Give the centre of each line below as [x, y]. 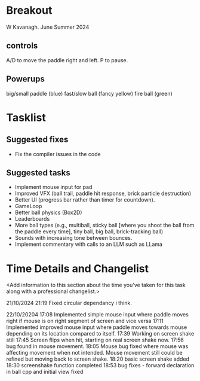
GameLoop [28, 206]
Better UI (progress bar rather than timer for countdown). [85, 200]
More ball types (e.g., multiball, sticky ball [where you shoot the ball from [104, 225]
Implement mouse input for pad [53, 187]
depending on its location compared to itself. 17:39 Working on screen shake [100, 334]
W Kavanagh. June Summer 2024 [48, 27]
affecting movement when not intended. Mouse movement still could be [95, 353]
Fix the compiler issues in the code [58, 154]
